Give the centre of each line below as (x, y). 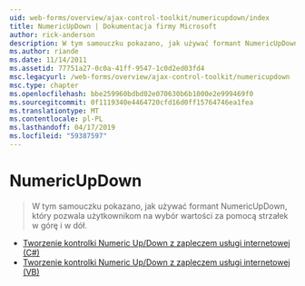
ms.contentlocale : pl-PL (56, 119)
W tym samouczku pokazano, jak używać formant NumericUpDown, (159, 206)
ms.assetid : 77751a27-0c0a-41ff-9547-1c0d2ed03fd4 (107, 69)
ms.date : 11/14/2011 (49, 60)
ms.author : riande (44, 52)
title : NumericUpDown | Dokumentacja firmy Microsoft (113, 26)
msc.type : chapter (44, 85)
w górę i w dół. (59, 225)
